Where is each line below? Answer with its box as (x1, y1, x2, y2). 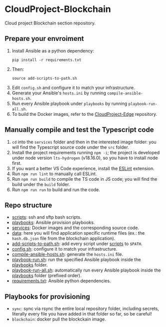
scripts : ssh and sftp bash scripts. (11, 214, 82, 220)
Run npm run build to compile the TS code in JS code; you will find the (11, 176, 158, 182)
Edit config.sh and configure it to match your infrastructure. (11, 84, 135, 90)
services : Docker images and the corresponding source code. (11, 225, 139, 231)
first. (11, 160, 22, 166)
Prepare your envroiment (4, 34, 84, 43)
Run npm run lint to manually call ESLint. (11, 171, 97, 177)
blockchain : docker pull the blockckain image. (11, 316, 106, 323)
